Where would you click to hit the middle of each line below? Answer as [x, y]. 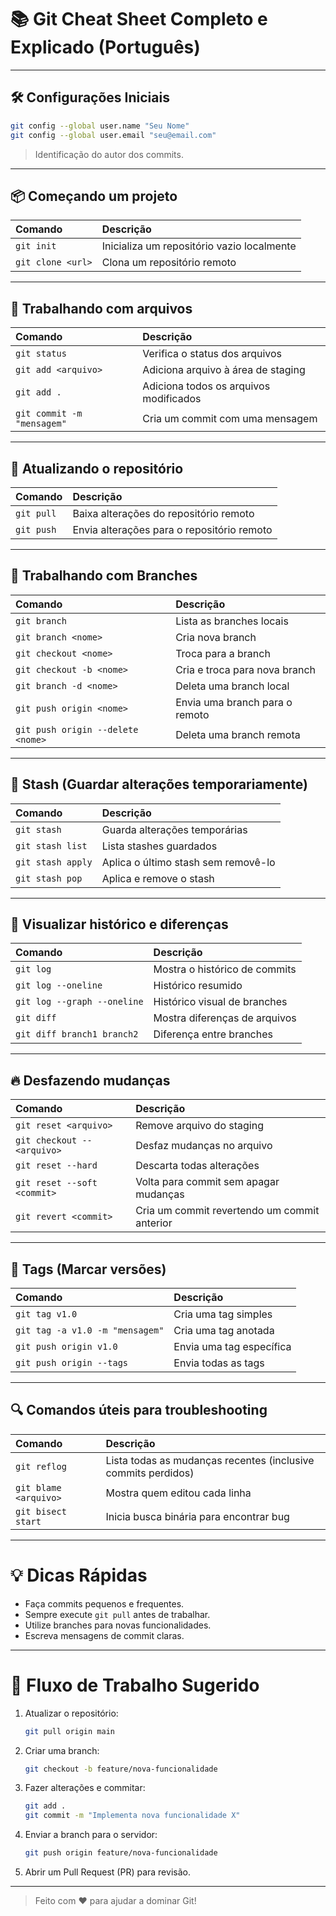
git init [36, 246]
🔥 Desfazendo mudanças [90, 1080]
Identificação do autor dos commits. [109, 154]
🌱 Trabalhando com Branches [104, 576]
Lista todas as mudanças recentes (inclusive [210, 1460]
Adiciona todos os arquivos [206, 386]
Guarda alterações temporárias [174, 829]
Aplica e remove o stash [158, 878]
